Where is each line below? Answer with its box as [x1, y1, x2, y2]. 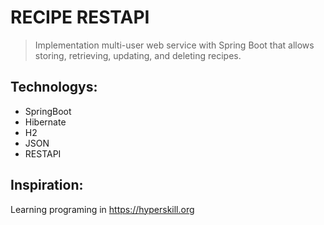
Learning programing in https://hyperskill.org [10, 203, 195, 215]
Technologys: [10, 79, 98, 96]
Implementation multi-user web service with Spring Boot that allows [34, 39, 315, 51]
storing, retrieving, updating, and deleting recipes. [34, 49, 242, 61]
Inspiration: [10, 177, 84, 194]
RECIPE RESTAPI [10, 6, 150, 29]
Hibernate [24, 116, 67, 128]
